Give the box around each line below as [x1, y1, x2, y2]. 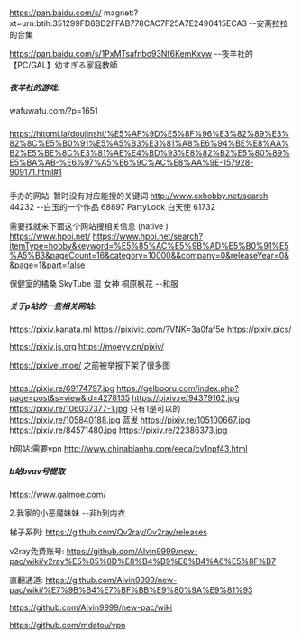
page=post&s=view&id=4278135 [9, 393, 131, 404]
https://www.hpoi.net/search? [92, 231, 204, 242]
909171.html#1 [9, 166, 62, 178]
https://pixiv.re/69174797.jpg [9, 383, 115, 394]
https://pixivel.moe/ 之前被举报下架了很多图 [9, 360, 171, 371]
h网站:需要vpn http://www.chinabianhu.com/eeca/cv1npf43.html [9, 443, 248, 454]
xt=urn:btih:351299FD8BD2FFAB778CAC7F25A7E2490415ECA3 [9, 18, 248, 29]
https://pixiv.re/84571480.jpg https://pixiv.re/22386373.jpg [9, 424, 228, 435]
